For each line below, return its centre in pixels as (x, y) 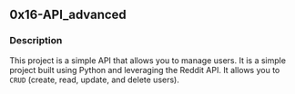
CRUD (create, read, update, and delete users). (95, 80)
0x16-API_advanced (68, 15)
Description (36, 41)
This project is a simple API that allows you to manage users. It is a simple (148, 60)
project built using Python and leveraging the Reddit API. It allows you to (145, 70)
